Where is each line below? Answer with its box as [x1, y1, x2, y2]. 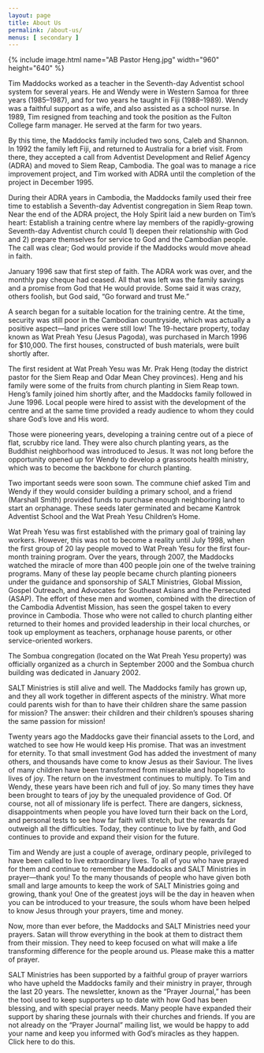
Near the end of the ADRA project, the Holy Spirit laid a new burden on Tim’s [8, 209, 256, 219]
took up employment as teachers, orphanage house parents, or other [8, 628, 232, 637]
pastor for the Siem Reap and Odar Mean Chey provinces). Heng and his [8, 373, 244, 382]
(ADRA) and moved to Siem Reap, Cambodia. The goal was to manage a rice [8, 161, 256, 170]
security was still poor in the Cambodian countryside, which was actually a [8, 316, 251, 325]
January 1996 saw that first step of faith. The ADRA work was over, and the [8, 267, 252, 276]
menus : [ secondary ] [8, 33, 80, 42]
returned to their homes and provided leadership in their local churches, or [8, 619, 251, 628]
